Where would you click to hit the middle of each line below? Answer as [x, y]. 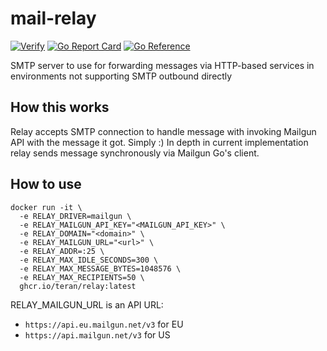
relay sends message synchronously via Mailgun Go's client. [135, 153]
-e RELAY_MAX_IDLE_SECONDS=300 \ [89, 260]
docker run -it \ [46, 207]
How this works [60, 107]
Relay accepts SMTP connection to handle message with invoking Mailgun [163, 131]
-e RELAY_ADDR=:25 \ [62, 251]
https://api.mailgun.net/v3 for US [97, 334]
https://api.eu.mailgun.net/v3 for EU [104, 324]
